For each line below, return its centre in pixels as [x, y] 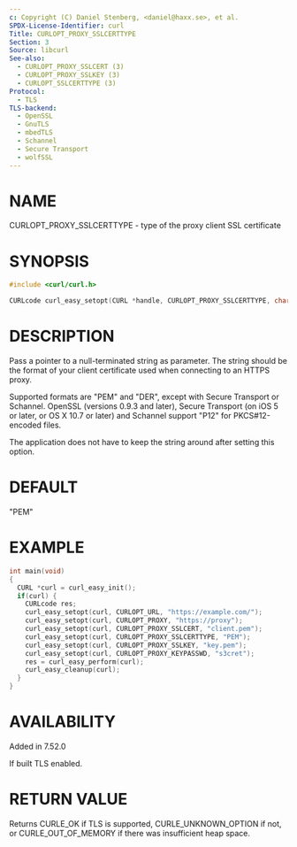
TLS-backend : [33, 108]
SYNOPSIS [49, 261]
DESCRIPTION [62, 336]
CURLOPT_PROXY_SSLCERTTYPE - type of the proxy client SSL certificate [145, 226]
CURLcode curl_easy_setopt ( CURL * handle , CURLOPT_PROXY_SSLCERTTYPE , [140, 301]
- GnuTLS [33, 125]
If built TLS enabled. [46, 763]
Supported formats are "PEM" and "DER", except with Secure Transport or [145, 397]
